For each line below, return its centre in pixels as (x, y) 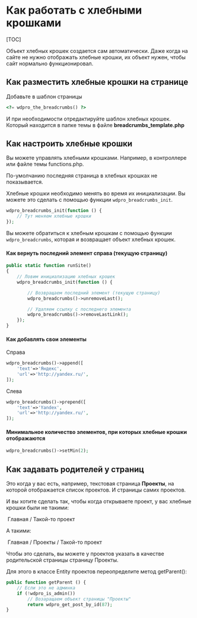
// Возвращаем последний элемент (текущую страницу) (94, 293)
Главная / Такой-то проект (41, 519)
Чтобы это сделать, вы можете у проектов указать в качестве (85, 554)
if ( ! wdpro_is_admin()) (46, 593)
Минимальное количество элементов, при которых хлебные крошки (96, 432)
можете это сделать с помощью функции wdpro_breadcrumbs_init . (90, 200)
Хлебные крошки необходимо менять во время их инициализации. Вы (96, 194)
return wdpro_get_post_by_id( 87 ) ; (70, 604)
